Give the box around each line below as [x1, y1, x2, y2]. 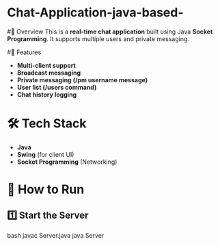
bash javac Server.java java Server [7, 231, 105, 239]
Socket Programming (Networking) [16, 158, 118, 166]
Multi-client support [16, 61, 77, 69]
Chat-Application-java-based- [7, 5, 184, 21]
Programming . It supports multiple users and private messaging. [7, 34, 190, 42]
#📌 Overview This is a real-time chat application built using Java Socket [7, 27, 213, 36]
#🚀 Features [7, 48, 42, 56]
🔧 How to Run [7, 182, 85, 197]
